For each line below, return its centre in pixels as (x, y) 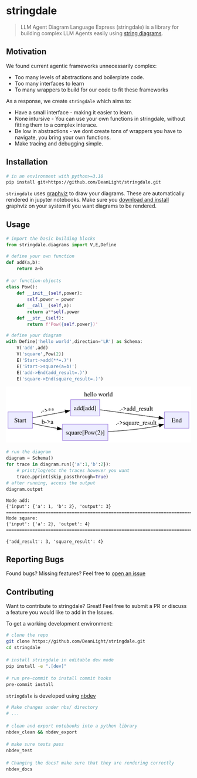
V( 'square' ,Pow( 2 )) (40, 354)
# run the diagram (28, 452)
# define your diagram (34, 335)
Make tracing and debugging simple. (59, 143)
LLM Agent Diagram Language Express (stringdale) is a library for (100, 27)
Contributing (30, 592)
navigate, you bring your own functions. (63, 137)
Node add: (18, 500)
